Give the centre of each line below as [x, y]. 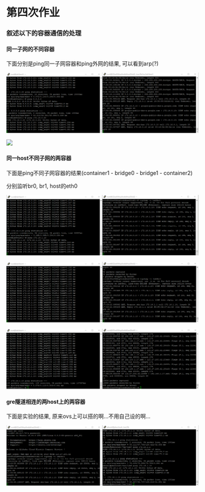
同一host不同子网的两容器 [39, 158]
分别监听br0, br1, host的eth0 [42, 186]
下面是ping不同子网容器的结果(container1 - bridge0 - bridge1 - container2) [100, 173]
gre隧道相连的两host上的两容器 [46, 401]
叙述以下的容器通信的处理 [44, 33]
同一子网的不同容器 [31, 49]
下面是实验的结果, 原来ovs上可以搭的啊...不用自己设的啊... [78, 416]
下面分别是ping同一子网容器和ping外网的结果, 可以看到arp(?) [82, 64]
